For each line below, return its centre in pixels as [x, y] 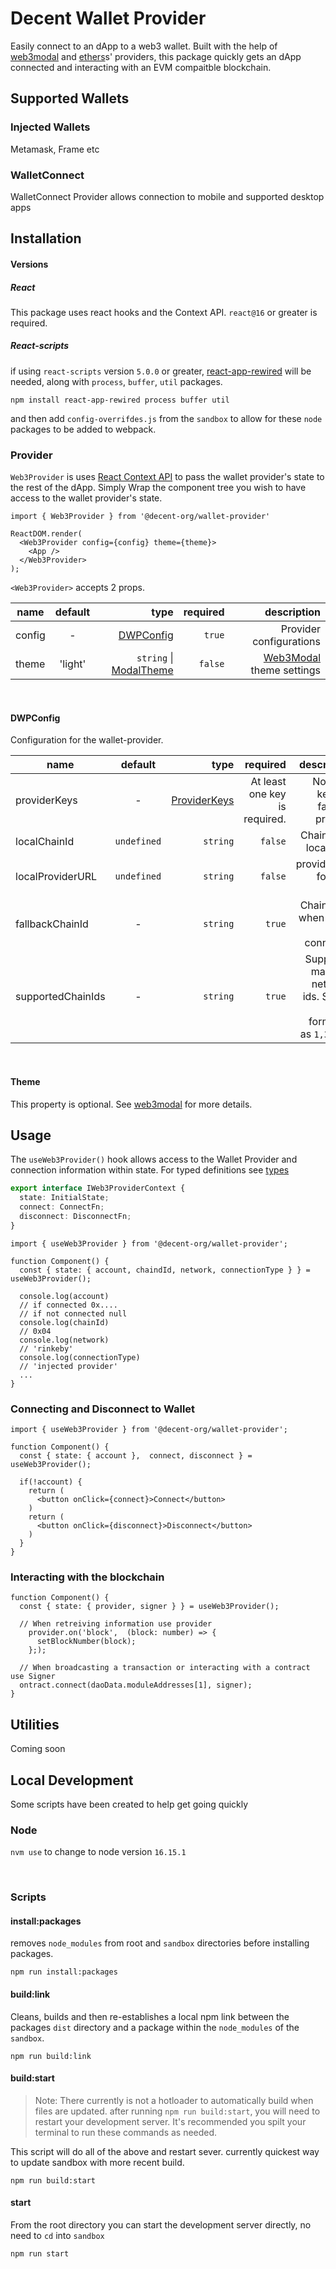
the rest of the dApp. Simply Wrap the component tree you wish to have [158, 488]
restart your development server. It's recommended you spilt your [170, 2121]
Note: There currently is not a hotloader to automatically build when [174, 2100]
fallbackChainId [52, 924]
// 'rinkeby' [46, 1348]
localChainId [45, 842]
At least [268, 782]
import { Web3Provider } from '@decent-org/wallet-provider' [140, 517]
